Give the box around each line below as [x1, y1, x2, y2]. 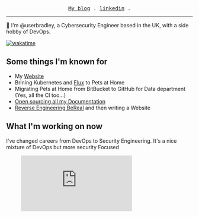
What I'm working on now [6, 121, 102, 131]
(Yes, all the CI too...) [14, 92, 66, 99]
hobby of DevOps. [6, 28, 51, 35]
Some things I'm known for [6, 56, 108, 67]
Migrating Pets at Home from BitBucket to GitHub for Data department [14, 85, 185, 92]
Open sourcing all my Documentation [14, 98, 105, 105]
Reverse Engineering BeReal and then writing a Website [14, 104, 151, 111]
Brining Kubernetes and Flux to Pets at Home [14, 78, 125, 86]
